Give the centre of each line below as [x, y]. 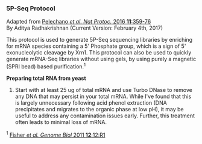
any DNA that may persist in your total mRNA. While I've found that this [103, 96]
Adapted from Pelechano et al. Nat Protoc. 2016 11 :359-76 [79, 22]
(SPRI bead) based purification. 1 [46, 66]
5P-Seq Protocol [31, 8]
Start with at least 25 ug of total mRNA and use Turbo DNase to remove [104, 90]
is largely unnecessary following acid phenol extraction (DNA [91, 103]
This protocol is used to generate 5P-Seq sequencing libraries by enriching [99, 40]
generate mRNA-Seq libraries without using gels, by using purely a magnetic [101, 59]
